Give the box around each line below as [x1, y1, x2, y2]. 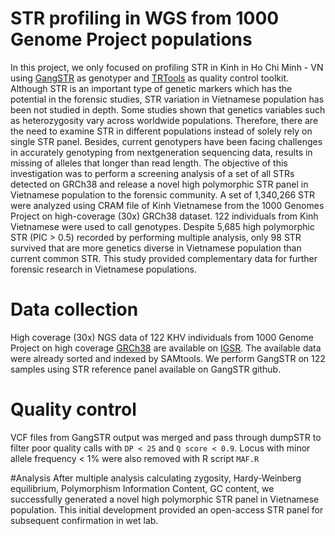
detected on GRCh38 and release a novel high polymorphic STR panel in [10, 178, 309, 190]
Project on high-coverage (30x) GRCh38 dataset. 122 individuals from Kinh [10, 210, 319, 222]
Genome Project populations [10, 28, 253, 51]
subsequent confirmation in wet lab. [10, 514, 159, 526]
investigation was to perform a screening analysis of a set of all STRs [10, 167, 295, 179]
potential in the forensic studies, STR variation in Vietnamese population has [10, 93, 325, 105]
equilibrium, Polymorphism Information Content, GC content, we [10, 482, 275, 494]
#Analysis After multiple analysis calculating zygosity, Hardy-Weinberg [10, 472, 302, 484]
